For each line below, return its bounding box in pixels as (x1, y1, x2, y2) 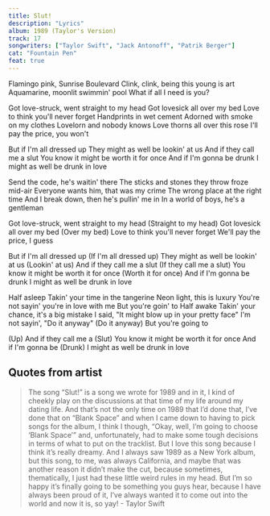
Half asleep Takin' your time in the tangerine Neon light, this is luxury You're (8, 292, 260, 302)
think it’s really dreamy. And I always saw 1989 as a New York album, (27, 447, 256, 456)
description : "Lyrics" (8, 19, 84, 27)
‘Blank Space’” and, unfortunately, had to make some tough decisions (27, 430, 259, 439)
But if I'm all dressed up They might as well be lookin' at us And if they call (8, 144, 255, 154)
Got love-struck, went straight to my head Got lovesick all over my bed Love (8, 102, 260, 113)
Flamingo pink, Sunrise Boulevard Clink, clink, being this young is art (8, 78, 235, 89)
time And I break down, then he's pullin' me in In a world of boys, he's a (8, 194, 245, 204)
